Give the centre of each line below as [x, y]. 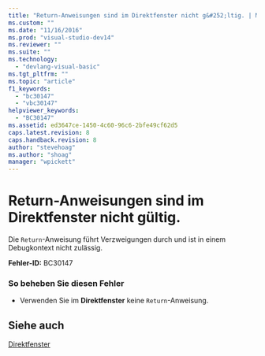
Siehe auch [36, 325]
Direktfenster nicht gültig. [95, 218]
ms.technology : [33, 60]
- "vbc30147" [37, 103]
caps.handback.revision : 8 [52, 140]
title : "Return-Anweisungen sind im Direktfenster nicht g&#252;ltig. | [130, 15]
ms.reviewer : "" [35, 45]
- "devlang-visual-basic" [58, 67]
